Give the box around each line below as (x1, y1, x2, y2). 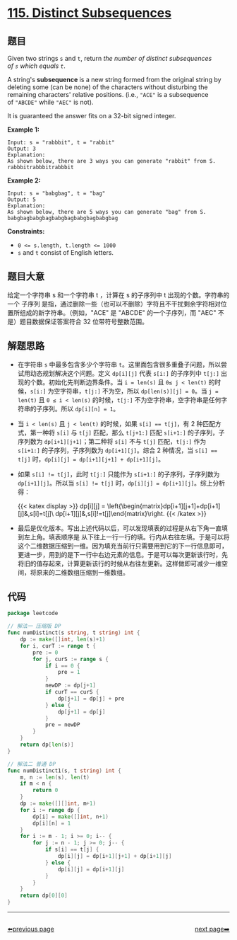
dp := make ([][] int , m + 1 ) (20, 800, 97, 808)
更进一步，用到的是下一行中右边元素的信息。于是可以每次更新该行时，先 (17, 550, 228, 558)
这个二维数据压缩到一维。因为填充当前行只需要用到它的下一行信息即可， (17, 541, 228, 550)
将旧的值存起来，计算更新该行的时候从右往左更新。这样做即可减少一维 (17, 559, 222, 568)
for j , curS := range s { (32, 655, 109, 663)
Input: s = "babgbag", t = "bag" (7, 190, 106, 197)
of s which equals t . (7, 62, 66, 70)
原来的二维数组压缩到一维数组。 (36, 568, 129, 576)
